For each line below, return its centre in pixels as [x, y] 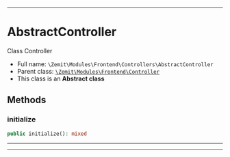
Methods [27, 100]
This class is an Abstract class [61, 78]
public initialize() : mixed [47, 134]
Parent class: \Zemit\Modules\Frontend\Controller [88, 71]
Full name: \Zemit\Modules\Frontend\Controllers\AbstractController [115, 64]
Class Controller [30, 51]
